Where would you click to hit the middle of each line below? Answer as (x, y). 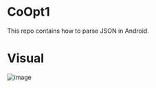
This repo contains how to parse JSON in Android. (78, 31)
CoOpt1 (29, 12)
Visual (26, 58)
